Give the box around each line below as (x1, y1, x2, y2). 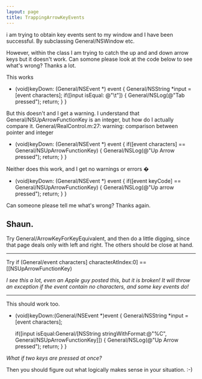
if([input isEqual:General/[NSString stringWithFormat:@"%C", (14, 330, 167, 337)
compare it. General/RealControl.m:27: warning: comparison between (6, 122, 179, 129)
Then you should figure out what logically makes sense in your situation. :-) (6, 366, 193, 374)
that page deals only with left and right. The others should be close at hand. (6, 241, 194, 248)
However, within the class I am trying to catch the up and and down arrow (6, 49, 189, 56)
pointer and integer (6, 129, 54, 136)
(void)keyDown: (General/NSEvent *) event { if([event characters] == (14, 140, 186, 147)
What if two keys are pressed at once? (6, 354, 102, 362)
